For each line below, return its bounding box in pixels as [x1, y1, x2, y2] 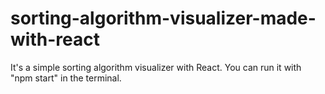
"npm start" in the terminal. [10, 72, 122, 84]
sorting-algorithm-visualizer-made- [10, 7, 317, 30]
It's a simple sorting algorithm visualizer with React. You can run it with [10, 61, 302, 73]
